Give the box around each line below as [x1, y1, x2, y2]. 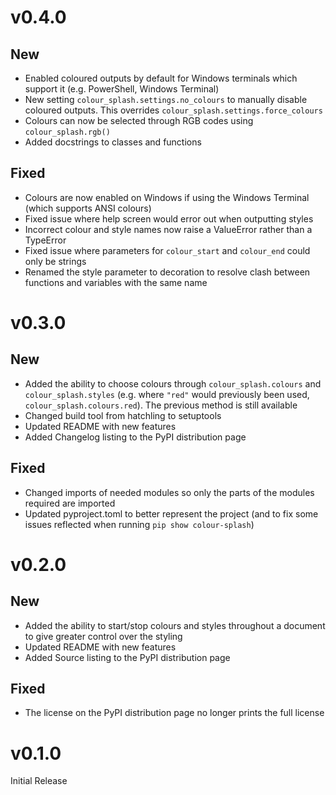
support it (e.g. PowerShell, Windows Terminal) [24, 83, 220, 95]
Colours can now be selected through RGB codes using [24, 115, 254, 126]
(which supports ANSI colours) [24, 202, 152, 214]
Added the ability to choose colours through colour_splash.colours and [24, 377, 322, 390]
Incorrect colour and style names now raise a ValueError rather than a [24, 223, 313, 235]
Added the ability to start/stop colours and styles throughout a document [24, 619, 326, 631]
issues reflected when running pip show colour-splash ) [24, 518, 255, 530]
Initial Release [10, 775, 68, 787]
